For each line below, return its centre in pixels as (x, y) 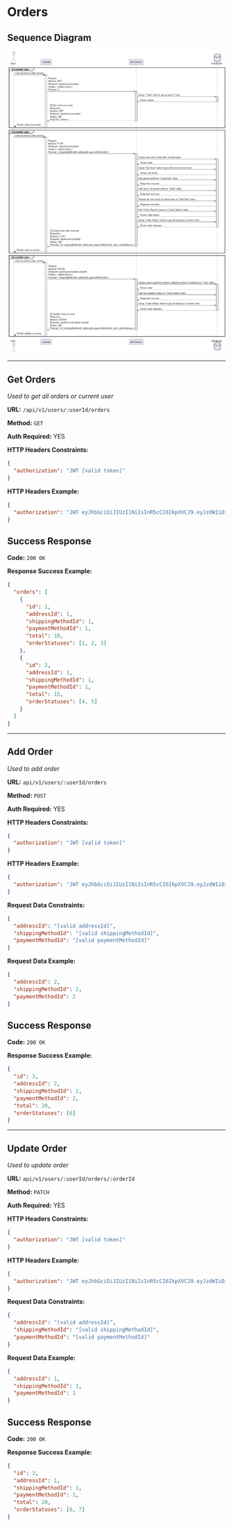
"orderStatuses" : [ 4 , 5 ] (61, 702)
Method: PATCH (28, 1192)
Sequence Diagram (49, 38)
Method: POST (27, 795)
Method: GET (25, 423)
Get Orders (32, 379)
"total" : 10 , (44, 636)
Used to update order (38, 1165)
